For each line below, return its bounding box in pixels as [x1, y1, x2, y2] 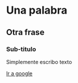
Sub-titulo [6, 45, 36, 53]
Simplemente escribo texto [6, 58, 73, 65]
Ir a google [6, 69, 33, 77]
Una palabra [6, 4, 67, 17]
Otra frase [6, 27, 45, 37]
